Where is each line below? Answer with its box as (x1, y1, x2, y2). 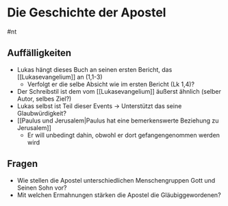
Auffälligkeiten (7, 47, 72, 59)
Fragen (7, 158, 38, 170)
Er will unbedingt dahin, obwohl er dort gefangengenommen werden (27, 131, 220, 139)
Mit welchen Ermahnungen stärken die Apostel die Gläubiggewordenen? (16, 190, 221, 199)
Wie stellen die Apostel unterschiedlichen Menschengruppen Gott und (16, 176, 216, 184)
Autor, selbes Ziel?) (16, 94, 72, 103)
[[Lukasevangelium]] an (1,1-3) (16, 73, 103, 81)
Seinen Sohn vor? (16, 183, 67, 192)
